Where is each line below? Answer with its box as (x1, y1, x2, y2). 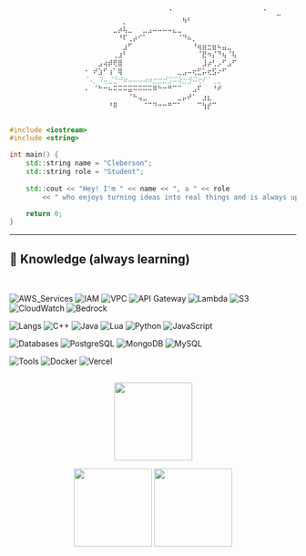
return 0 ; (25, 209, 64, 218)
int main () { (9, 150, 59, 160)
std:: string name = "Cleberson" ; (25, 159, 153, 168)
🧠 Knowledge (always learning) (9, 251, 190, 267)
